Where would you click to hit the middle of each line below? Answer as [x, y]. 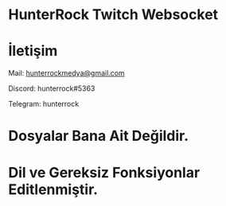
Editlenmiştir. [53, 189]
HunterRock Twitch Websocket [113, 15]
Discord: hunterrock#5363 [52, 88]
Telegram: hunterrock [44, 104]
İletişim [33, 51]
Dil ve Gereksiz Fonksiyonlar [104, 172]
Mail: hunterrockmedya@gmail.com [66, 73]
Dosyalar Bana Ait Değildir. [99, 136]
